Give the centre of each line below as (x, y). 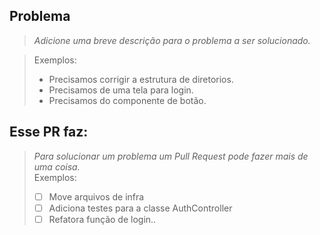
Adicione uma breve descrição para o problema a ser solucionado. (172, 40)
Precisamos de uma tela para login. (121, 90)
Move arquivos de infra (96, 196)
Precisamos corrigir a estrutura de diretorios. (141, 79)
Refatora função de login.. (102, 219)
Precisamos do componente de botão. (127, 100)
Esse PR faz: (49, 132)
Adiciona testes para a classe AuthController (140, 208)
